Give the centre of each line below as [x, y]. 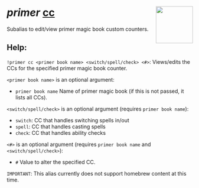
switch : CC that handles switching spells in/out [72, 120]
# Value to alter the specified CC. [55, 162]
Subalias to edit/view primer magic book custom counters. [78, 29]
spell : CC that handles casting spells [60, 127]
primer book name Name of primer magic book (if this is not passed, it [99, 91]
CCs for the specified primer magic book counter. [67, 68]
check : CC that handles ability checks [60, 132]
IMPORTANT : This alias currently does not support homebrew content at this [97, 173]
